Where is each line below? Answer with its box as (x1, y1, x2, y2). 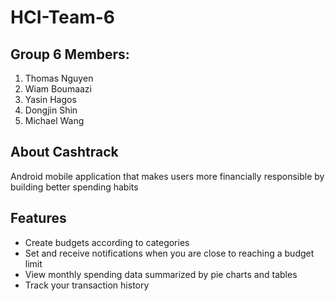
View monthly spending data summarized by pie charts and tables (24, 268, 298, 280)
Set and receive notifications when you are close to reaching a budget (24, 247, 315, 259)
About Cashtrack (10, 144, 119, 161)
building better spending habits (10, 181, 139, 193)
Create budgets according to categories (24, 236, 190, 248)
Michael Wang (24, 115, 85, 126)
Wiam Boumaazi (24, 83, 92, 95)
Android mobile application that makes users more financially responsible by (10, 170, 325, 182)
